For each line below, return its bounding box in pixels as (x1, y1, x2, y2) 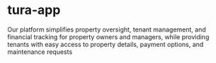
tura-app (7, 2, 61, 18)
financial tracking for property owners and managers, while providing (7, 32, 210, 41)
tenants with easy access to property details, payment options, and (7, 40, 204, 48)
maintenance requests (7, 48, 73, 56)
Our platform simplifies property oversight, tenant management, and (7, 25, 207, 34)
